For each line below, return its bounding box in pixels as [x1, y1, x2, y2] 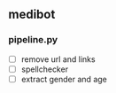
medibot [8, 7, 56, 22]
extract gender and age [20, 74, 107, 84]
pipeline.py [8, 34, 58, 46]
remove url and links [20, 53, 96, 65]
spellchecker [20, 64, 68, 74]
